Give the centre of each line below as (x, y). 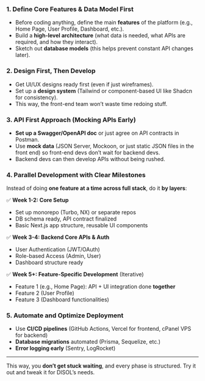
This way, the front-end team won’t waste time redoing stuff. (91, 104)
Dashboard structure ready (49, 263)
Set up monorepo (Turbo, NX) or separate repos (75, 213)
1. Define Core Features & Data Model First (70, 9)
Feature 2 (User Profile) (45, 293)
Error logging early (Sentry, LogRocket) (65, 349)
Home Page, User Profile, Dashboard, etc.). (70, 29)
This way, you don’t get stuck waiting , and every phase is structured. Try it (101, 366)
